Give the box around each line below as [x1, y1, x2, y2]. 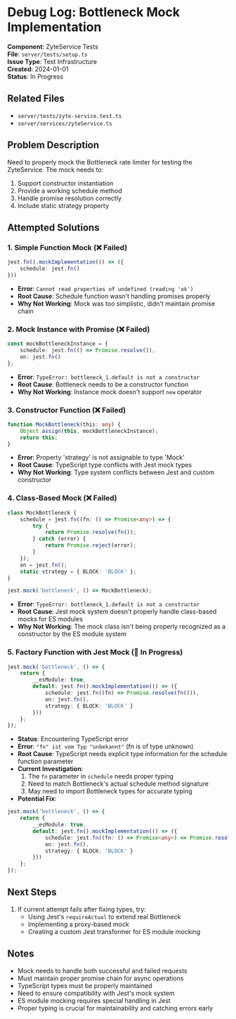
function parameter [17, 757, 74, 766]
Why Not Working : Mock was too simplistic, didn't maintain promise [17, 299, 216, 308]
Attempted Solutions [7, 221, 100, 233]
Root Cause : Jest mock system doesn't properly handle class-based [17, 607, 217, 616]
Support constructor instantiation [17, 179, 114, 187]
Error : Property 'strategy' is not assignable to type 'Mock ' [17, 453, 185, 462]
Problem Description [7, 139, 100, 151]
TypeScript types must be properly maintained [17, 981, 152, 989]
